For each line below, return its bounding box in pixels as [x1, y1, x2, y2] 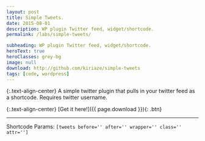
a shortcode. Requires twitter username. [6, 94, 108, 101]
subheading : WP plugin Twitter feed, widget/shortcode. [6, 43, 151, 49]
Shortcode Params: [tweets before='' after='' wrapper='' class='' [6, 123, 182, 131]
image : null [6, 59, 37, 66]
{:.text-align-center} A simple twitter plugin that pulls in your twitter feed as [6, 88, 195, 95]
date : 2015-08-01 [6, 20, 51, 26]
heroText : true [6, 48, 45, 55]
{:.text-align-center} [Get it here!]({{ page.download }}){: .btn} [6, 106, 162, 113]
